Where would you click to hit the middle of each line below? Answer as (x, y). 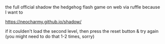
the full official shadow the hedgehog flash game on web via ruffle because (83, 7)
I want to (14, 12)
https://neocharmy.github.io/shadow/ (43, 22)
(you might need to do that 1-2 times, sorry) (50, 36)
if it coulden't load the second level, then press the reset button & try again (82, 31)
